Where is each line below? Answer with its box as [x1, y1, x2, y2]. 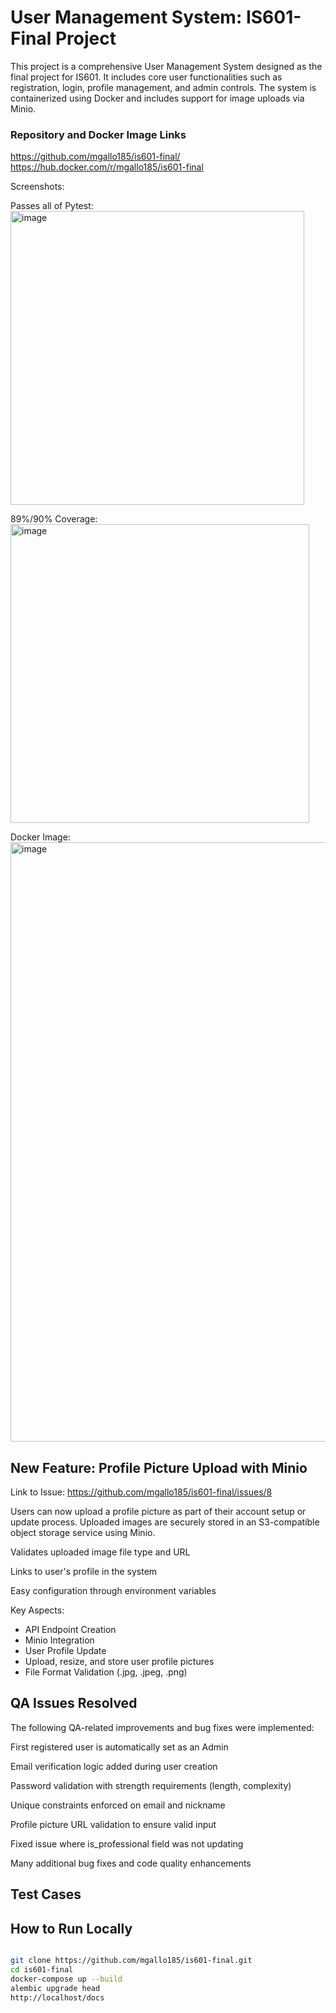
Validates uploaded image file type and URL [10, 1546, 191, 1558]
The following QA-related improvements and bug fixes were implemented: [10, 1721, 315, 1733]
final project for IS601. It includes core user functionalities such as [10, 71, 283, 83]
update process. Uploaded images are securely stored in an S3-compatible [10, 1516, 320, 1528]
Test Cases [10, 1886, 82, 1903]
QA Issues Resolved [10, 1695, 138, 1712]
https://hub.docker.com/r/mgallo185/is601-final [10, 161, 204, 173]
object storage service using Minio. [10, 1527, 156, 1539]
